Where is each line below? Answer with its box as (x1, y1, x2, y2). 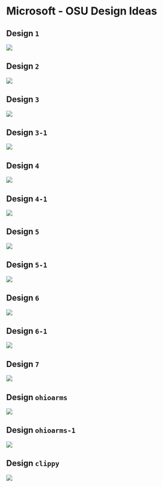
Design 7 (6, 359, 40, 369)
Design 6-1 (6, 325, 48, 336)
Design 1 (6, 28, 40, 39)
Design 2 (6, 61, 40, 72)
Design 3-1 (6, 128, 48, 138)
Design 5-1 (6, 260, 48, 270)
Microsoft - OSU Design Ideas (6, 4, 158, 18)
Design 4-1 (6, 193, 48, 204)
